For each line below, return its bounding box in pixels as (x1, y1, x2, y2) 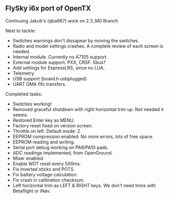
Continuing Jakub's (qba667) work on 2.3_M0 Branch (5, 17, 118, 24)
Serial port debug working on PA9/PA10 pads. (12, 144, 109, 150)
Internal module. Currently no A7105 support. (12, 54, 108, 60)
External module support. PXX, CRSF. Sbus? (12, 59, 106, 65)
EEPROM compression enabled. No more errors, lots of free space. (12, 133, 154, 140)
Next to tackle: (5, 28, 36, 34)
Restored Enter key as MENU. (12, 117, 75, 123)
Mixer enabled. (12, 155, 44, 161)
